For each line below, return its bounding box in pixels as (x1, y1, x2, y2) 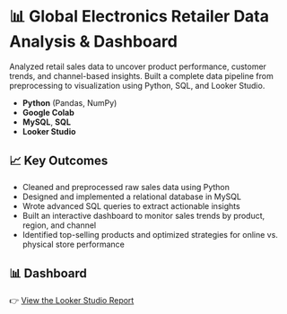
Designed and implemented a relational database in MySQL (22, 191, 242, 202)
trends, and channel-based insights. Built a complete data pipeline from (9, 70, 274, 81)
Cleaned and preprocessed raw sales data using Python (22, 181, 230, 192)
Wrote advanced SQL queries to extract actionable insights (22, 200, 240, 211)
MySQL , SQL (22, 117, 72, 127)
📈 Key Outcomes (9, 153, 109, 169)
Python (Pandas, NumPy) (22, 97, 117, 108)
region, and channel (22, 220, 97, 231)
